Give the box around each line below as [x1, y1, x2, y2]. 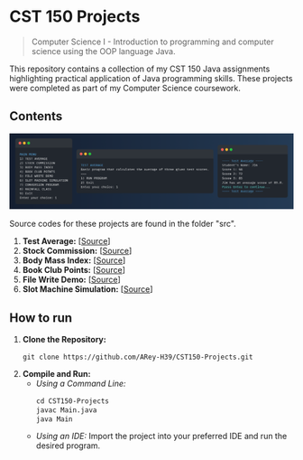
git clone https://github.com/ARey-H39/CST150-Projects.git [22, 352, 253, 361]
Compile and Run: [22, 368, 91, 379]
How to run [9, 310, 73, 325]
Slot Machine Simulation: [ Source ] [22, 284, 153, 295]
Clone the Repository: [22, 333, 106, 344]
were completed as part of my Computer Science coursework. [9, 82, 242, 93]
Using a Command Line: [35, 378, 126, 389]
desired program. [35, 440, 101, 451]
